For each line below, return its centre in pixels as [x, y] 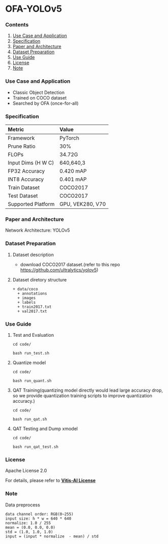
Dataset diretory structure [40, 279]
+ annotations [32, 293]
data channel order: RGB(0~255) [39, 514]
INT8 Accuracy [26, 179]
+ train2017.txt [35, 307]
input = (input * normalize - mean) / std [52, 536]
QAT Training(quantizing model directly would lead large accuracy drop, [88, 390]
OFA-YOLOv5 [34, 9]
